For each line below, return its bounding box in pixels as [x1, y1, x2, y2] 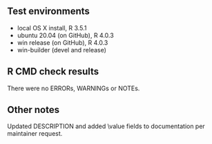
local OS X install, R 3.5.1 [17, 23, 87, 32]
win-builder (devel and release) [17, 45, 107, 54]
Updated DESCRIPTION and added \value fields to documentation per [7, 122, 205, 130]
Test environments [7, 6, 90, 17]
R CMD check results [7, 65, 99, 78]
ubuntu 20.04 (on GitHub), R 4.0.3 [17, 31, 114, 39]
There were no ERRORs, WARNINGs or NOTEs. [7, 84, 140, 92]
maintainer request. [7, 130, 63, 138]
